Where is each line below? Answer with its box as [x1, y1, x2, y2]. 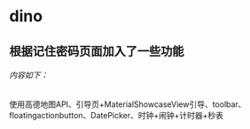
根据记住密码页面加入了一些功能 [9, 43, 184, 58]
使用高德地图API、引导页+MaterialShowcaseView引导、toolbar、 [9, 99, 246, 110]
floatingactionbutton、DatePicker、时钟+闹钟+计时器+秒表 [9, 110, 224, 120]
